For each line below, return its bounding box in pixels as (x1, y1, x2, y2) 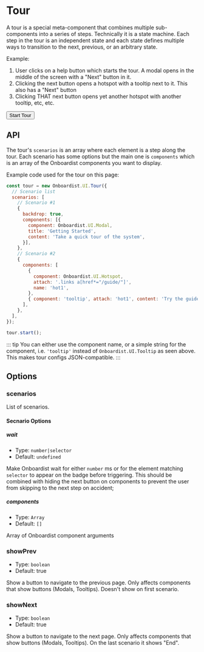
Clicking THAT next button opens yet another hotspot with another (15, 93, 182, 100)
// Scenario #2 (17, 251, 56, 257)
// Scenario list (12, 188, 56, 195)
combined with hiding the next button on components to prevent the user (6, 477, 189, 485)
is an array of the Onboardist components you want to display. (6, 159, 162, 166)
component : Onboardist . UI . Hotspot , (33, 273, 123, 279)
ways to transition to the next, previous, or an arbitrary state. (6, 43, 158, 51)
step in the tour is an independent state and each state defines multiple (6, 37, 185, 44)
